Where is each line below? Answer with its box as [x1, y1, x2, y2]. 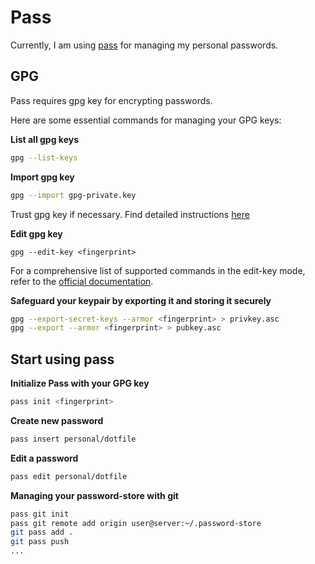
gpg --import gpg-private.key [10, 190, 137, 200]
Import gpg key [10, 171, 75, 183]
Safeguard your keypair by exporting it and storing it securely [10, 294, 272, 306]
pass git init [10, 509, 70, 519]
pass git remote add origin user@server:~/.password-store [10, 518, 262, 528]
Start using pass [10, 351, 115, 368]
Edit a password [10, 452, 79, 464]
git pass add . [10, 527, 74, 538]
